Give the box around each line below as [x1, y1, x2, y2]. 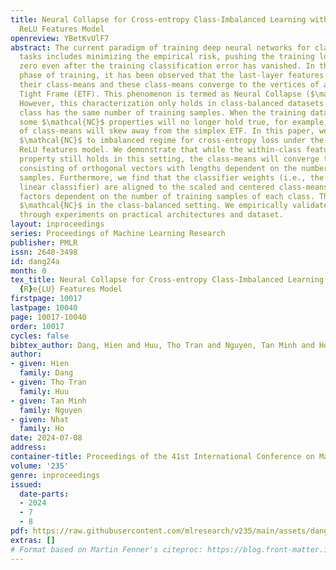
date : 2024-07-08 [10, 433, 83, 443]
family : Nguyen [19, 405, 83, 415]
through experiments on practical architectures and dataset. [19, 210, 284, 220]
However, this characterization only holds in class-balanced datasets [19, 98, 325, 108]
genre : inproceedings [10, 470, 101, 480]
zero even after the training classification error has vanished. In [19, 61, 315, 71]
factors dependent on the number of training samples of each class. [19, 191, 315, 201]
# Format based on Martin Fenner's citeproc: [10, 544, 203, 555]
